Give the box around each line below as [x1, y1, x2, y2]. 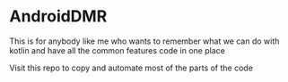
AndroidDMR [9, 6, 108, 27]
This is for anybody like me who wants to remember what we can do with [9, 36, 280, 46]
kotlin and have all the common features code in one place [9, 45, 226, 55]
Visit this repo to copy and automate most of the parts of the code [9, 62, 254, 73]
